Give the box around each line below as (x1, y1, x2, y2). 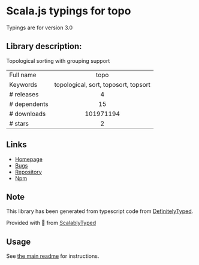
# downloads (9, 109, 46, 118)
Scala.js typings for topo (6, 4, 131, 18)
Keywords (9, 80, 38, 89)
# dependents (9, 100, 49, 108)
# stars (9, 119, 29, 127)
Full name (9, 71, 37, 79)
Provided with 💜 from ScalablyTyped (6, 220, 97, 227)
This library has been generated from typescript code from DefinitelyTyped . (6, 208, 194, 215)
